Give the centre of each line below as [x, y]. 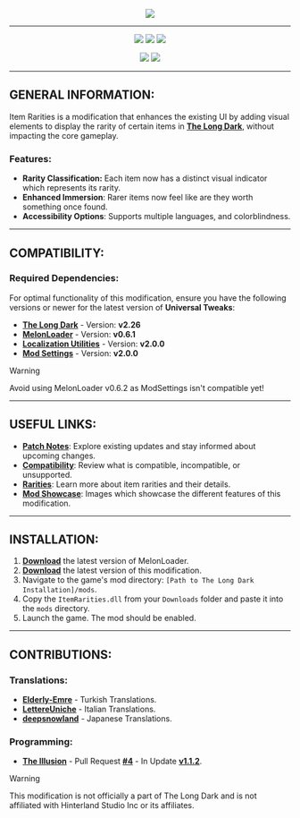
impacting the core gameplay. [64, 135]
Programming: [41, 742]
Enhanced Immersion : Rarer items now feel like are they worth [137, 198]
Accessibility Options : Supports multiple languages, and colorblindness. [156, 217]
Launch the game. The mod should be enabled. [109, 618]
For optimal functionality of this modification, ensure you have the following [148, 298]
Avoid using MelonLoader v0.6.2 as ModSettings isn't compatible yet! [137, 388]
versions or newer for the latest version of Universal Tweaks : [122, 307]
